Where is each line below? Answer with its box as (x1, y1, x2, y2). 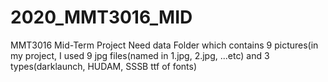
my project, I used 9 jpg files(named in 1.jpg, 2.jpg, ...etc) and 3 (10, 49, 270, 61)
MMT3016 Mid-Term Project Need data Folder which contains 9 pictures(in (10, 39, 319, 51)
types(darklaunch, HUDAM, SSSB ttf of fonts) (10, 60, 198, 72)
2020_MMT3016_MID (10, 6, 193, 29)
